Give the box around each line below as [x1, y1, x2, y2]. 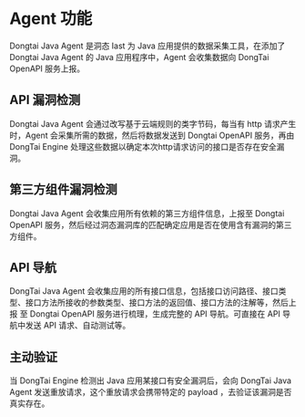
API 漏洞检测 [9, 92, 81, 108]
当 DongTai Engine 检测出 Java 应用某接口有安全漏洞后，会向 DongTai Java [9, 375, 292, 386]
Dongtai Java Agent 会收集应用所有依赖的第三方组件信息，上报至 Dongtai [9, 207, 285, 219]
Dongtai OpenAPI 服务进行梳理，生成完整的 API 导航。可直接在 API [29, 308, 280, 319]
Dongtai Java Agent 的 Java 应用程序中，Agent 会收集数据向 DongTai [9, 51, 269, 62]
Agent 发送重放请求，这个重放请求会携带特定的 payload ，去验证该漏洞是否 [9, 387, 292, 398]
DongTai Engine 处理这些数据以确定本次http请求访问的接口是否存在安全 [9, 141, 277, 151]
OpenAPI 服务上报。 [9, 63, 86, 74]
